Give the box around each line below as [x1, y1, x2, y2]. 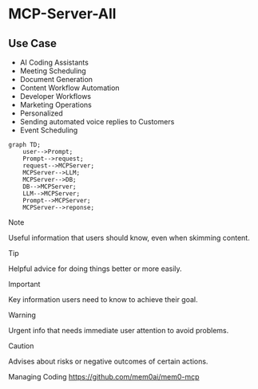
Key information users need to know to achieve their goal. [8, 295, 198, 304]
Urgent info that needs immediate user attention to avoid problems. [8, 326, 229, 335]
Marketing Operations [19, 100, 92, 109]
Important [8, 280, 41, 289]
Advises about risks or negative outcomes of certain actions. [8, 356, 208, 366]
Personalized [19, 108, 64, 118]
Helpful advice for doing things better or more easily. [8, 264, 182, 273]
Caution [8, 341, 34, 351]
